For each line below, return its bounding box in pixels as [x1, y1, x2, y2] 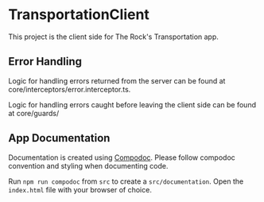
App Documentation [8, 131, 111, 145]
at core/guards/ [8, 108, 60, 118]
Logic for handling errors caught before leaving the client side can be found [8, 99, 257, 109]
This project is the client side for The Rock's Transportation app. [8, 32, 219, 41]
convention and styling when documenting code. [8, 161, 169, 170]
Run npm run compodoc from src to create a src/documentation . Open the [8, 177, 244, 186]
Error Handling [8, 55, 82, 68]
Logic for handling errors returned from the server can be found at [8, 76, 226, 85]
